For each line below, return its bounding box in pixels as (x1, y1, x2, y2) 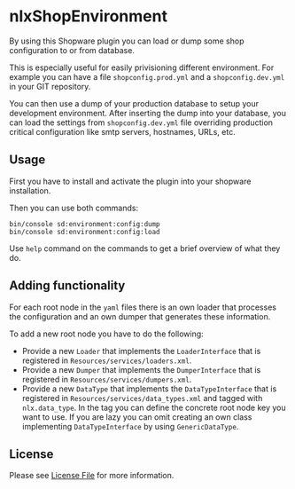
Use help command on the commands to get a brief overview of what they (9, 242, 281, 254)
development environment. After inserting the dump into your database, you (9, 107, 286, 118)
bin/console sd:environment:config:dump (9, 219, 161, 228)
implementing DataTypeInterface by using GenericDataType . (21, 421, 239, 431)
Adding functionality (9, 278, 126, 294)
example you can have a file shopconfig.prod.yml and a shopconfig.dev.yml (9, 71, 285, 82)
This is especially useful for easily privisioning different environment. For (9, 62, 275, 73)
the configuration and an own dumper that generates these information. (9, 311, 271, 321)
